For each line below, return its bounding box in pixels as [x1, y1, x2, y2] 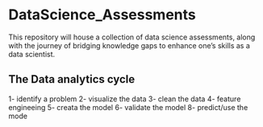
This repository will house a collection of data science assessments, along [8, 32, 256, 42]
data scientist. [8, 49, 56, 59]
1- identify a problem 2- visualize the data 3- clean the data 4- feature [8, 94, 241, 104]
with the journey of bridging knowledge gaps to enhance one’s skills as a [8, 40, 250, 50]
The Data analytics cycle [8, 72, 136, 86]
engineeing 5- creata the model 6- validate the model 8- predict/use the [8, 102, 248, 112]
